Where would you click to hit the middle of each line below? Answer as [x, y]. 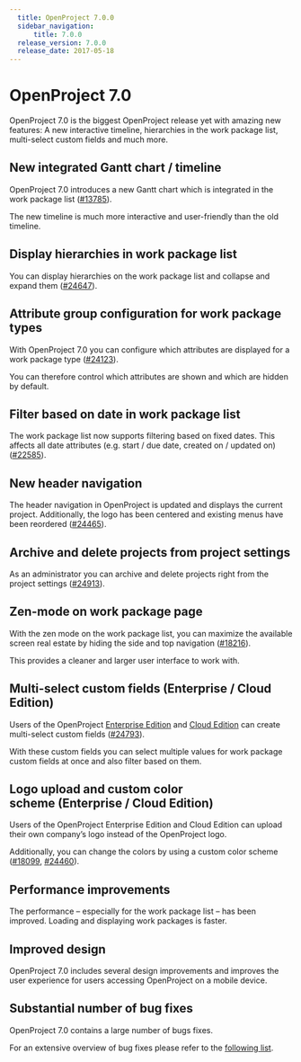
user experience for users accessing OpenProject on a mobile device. [138, 980]
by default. [29, 386]
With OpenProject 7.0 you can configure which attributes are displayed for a [150, 349]
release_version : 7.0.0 [62, 43]
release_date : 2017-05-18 [66, 51]
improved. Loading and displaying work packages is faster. [118, 921]
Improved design [58, 949]
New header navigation [76, 483]
